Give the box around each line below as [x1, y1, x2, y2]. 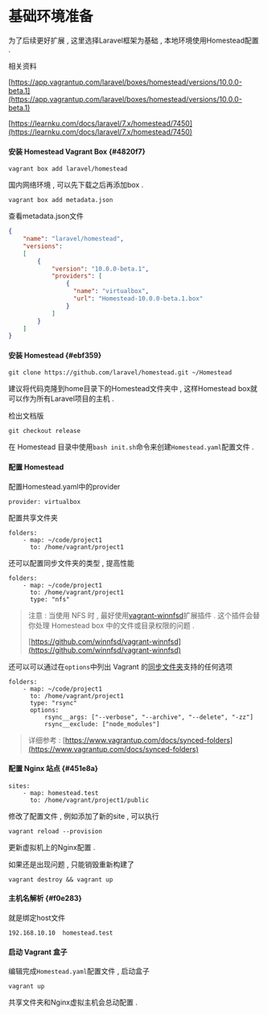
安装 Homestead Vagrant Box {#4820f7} [8, 146, 146, 156]
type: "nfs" [29, 595, 70, 604]
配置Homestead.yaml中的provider [8, 481, 121, 491]
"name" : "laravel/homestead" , [23, 235, 125, 243]
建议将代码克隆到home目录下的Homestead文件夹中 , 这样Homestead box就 [8, 384, 258, 394]
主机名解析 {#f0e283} [8, 893, 82, 903]
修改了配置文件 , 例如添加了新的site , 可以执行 [8, 811, 159, 821]
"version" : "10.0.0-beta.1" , [51, 265, 150, 273]
